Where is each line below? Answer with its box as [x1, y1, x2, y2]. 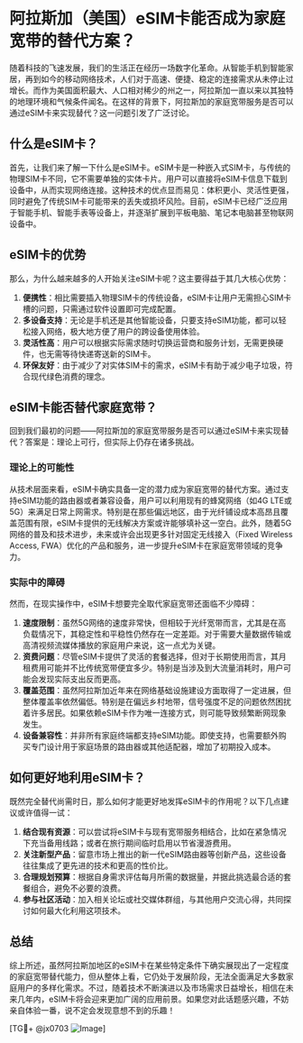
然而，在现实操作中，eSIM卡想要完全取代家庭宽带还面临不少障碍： [9, 598, 258, 608]
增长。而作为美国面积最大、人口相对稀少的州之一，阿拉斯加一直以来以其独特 [9, 85, 294, 96]
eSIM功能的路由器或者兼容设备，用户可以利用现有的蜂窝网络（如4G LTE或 [16, 495, 292, 506]
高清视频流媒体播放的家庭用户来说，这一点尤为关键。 [22, 639, 221, 650]
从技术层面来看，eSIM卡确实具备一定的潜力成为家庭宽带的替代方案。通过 [9, 483, 281, 494]
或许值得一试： [16, 807, 73, 818]
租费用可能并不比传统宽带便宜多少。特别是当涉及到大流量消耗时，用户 [22, 662, 284, 672]
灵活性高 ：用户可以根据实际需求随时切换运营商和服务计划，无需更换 [22, 337, 276, 348]
